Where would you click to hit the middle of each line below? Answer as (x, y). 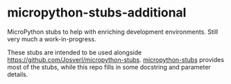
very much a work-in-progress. (52, 39)
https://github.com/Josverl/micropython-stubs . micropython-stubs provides (115, 59)
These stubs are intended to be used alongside (75, 52)
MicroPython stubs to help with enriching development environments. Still (113, 32)
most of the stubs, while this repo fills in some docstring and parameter (109, 67)
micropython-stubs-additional (97, 13)
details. (18, 74)
